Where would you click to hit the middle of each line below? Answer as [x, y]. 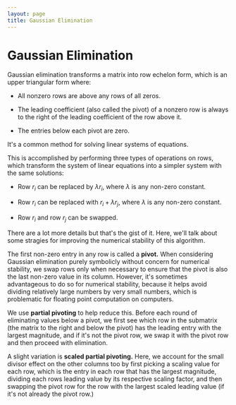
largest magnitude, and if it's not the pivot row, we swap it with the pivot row [118, 335]
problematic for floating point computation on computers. [91, 299]
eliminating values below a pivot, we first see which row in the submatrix [112, 320]
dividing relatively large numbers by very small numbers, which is [102, 291]
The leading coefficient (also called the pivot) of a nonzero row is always [123, 109]
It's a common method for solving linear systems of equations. [98, 145]
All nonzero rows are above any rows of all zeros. [89, 96]
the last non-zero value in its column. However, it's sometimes [98, 277]
